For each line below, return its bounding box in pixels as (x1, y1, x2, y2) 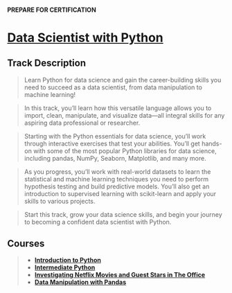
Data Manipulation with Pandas (34, 278, 127, 287)
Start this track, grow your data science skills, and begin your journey (24, 210, 223, 218)
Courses (7, 238, 45, 249)
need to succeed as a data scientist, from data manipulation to (24, 83, 203, 91)
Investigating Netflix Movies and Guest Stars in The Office (34, 271, 206, 279)
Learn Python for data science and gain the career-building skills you (24, 76, 222, 84)
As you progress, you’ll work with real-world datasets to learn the (24, 167, 211, 176)
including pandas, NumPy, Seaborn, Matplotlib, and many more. (24, 154, 206, 162)
